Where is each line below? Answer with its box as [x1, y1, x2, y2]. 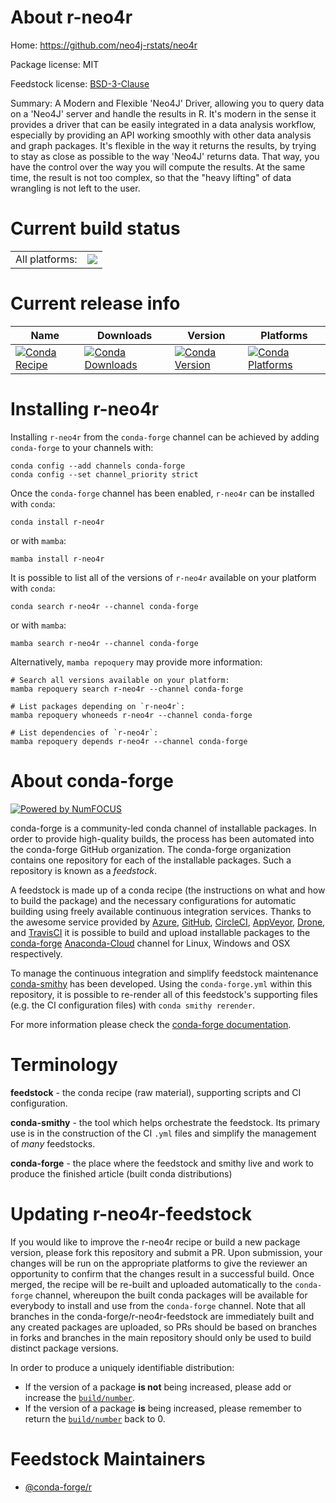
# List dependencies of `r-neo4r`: [10, 727, 159, 738]
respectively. [10, 947, 63, 960]
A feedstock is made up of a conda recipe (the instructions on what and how [10, 884, 326, 896]
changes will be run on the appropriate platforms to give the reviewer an [10, 1257, 308, 1269]
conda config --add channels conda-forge [10, 461, 186, 471]
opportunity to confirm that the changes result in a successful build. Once [10, 1267, 315, 1280]
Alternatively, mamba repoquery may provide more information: [10, 656, 263, 668]
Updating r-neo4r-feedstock [10, 1202, 252, 1225]
